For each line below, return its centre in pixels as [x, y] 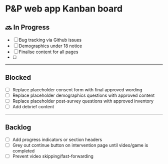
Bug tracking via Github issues [50, 40]
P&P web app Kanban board [64, 9]
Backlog [18, 128]
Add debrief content [33, 107]
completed [23, 151]
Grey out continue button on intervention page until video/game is [80, 145]
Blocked [18, 77]
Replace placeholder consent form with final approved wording [77, 90]
